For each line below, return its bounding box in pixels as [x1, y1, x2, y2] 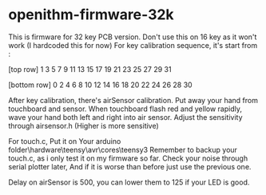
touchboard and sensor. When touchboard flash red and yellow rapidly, [8, 104, 242, 113]
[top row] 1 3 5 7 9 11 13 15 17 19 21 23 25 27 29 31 [8, 64, 172, 74]
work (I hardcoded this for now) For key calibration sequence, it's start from [8, 40, 258, 50]
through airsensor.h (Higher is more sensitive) [8, 121, 160, 130]
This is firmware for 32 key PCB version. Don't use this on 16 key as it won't [8, 32, 257, 42]
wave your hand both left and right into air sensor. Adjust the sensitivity [8, 112, 243, 121]
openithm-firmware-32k [8, 6, 174, 24]
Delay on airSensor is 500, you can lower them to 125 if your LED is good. [8, 177, 250, 187]
